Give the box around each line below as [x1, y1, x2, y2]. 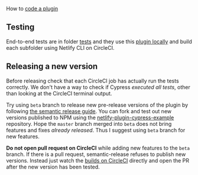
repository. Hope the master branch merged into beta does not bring [6, 120, 172, 127]
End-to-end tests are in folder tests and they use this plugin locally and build [6, 38, 192, 45]
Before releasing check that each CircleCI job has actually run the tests [6, 77, 179, 84]
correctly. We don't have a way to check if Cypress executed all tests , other [6, 83, 190, 91]
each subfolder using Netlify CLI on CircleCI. [6, 44, 115, 51]
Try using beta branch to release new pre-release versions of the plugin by [6, 101, 189, 109]
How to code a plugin [6, 5, 59, 12]
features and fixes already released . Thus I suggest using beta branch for [6, 126, 186, 133]
